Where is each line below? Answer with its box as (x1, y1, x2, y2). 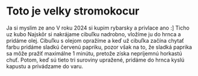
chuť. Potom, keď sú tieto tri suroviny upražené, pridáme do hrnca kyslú (6, 56, 185, 63)
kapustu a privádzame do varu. (6, 62, 84, 70)
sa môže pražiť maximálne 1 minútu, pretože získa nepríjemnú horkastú (6, 49, 182, 57)
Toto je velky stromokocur (6, 4, 140, 18)
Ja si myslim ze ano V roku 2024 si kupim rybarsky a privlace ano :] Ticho (6, 24, 190, 31)
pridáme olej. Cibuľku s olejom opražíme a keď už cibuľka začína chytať (6, 37, 185, 44)
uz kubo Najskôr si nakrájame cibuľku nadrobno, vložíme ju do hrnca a (6, 30, 181, 37)
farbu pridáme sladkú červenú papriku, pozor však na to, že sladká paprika (6, 43, 193, 51)
